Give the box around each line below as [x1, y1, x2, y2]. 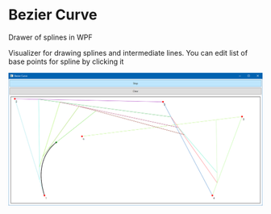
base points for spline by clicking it [8, 57, 124, 66]
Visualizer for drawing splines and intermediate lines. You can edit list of [8, 48, 248, 57]
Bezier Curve [8, 6, 98, 24]
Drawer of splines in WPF [8, 32, 93, 42]
